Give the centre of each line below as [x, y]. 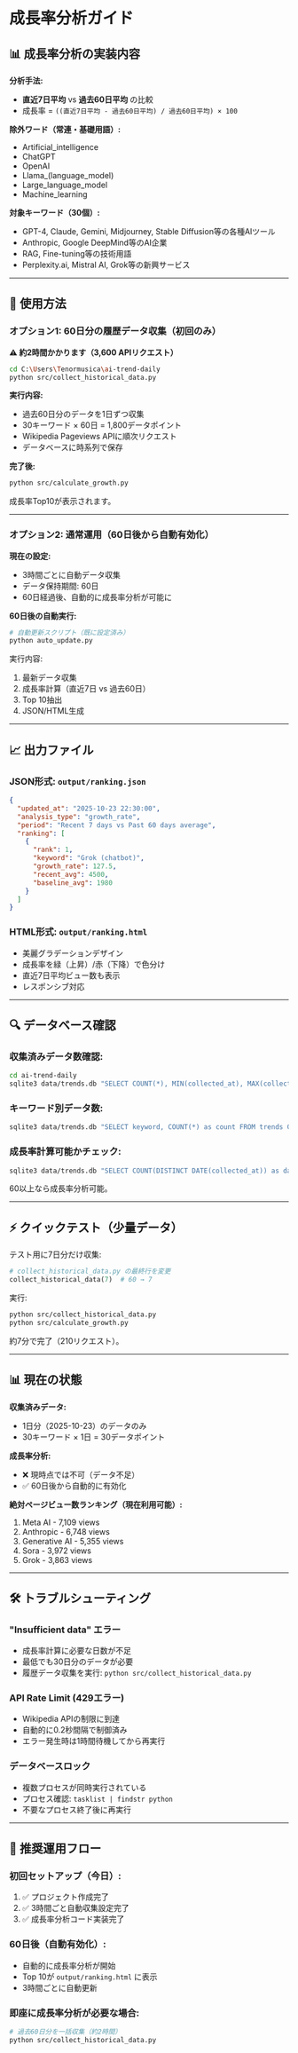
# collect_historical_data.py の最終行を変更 [90, 1271]
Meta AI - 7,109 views [61, 1522]
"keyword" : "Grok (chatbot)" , [88, 858]
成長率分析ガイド [72, 18]
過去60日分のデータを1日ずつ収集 [83, 415]
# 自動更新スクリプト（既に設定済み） [70, 632]
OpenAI [36, 166]
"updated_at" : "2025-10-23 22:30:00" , [89, 809]
